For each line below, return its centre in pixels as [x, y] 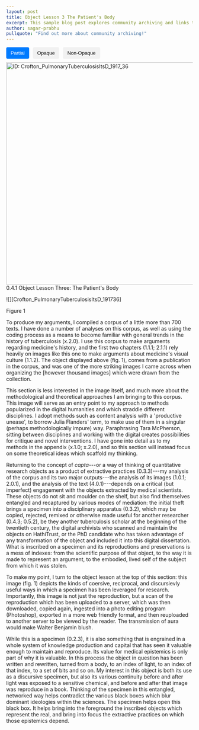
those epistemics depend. [38, 721]
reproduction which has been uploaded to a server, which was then [88, 603]
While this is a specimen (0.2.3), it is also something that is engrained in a [96, 639]
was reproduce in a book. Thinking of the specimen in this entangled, [91, 689]
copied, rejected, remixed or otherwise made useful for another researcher [97, 516]
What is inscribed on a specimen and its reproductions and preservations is [98, 547]
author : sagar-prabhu [33, 28]
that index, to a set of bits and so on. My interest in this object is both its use [99, 671]
